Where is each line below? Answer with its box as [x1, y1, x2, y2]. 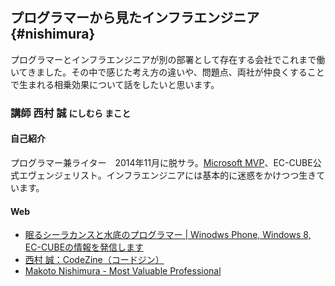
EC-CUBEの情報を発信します [24, 241, 145, 253]
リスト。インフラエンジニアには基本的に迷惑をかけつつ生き [71, 169, 317, 181]
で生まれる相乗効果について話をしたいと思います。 [10, 78, 220, 90]
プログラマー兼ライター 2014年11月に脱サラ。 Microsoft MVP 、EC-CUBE [10, 156, 313, 168]
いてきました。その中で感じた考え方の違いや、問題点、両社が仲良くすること [10, 66, 325, 78]
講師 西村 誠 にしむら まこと [10, 106, 132, 120]
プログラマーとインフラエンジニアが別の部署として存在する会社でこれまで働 [10, 53, 326, 65]
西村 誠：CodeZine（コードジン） [24, 254, 165, 266]
